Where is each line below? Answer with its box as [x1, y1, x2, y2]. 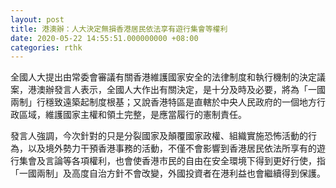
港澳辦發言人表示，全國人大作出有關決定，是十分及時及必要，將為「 [27, 84, 308, 96]
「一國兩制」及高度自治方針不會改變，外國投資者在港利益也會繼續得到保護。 [10, 167, 326, 180]
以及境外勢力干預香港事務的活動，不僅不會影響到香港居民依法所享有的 [27, 142, 317, 155]
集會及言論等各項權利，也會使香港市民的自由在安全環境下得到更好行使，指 [18, 155, 326, 167]
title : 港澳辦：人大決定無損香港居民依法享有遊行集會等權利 [10, 24, 228, 34]
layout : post [10, 14, 65, 25]
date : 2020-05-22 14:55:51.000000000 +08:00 [10, 33, 199, 43]
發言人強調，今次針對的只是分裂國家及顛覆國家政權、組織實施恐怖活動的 [10, 130, 308, 142]
